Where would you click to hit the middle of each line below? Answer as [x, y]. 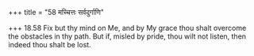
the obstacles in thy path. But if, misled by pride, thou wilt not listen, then [127, 36]
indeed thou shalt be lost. [50, 45]
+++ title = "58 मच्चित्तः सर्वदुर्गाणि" [56, 12]
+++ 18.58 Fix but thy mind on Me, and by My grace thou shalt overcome [127, 28]
